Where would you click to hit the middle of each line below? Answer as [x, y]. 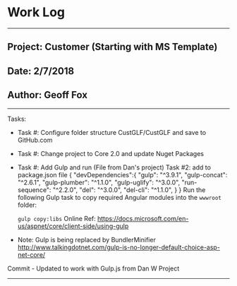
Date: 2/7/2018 [41, 71]
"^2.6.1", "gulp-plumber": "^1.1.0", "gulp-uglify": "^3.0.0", [99, 182]
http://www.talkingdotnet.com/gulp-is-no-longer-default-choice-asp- [119, 247]
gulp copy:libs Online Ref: [57, 218]
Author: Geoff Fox [48, 95]
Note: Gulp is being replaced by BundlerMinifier [87, 239]
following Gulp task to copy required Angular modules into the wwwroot [120, 197]
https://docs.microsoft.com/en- [143, 218]
